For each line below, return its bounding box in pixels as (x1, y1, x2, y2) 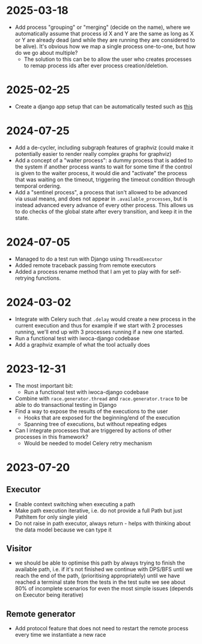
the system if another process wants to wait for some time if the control (14, 163, 192, 170)
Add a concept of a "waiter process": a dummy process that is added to (14, 156, 194, 164)
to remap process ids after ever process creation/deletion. (23, 61, 168, 69)
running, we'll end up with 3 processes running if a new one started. (14, 328, 185, 335)
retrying (14, 274, 35, 282)
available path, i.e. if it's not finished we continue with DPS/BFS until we (14, 566, 193, 573)
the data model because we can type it (14, 526, 112, 533)
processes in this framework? (14, 433, 88, 440)
